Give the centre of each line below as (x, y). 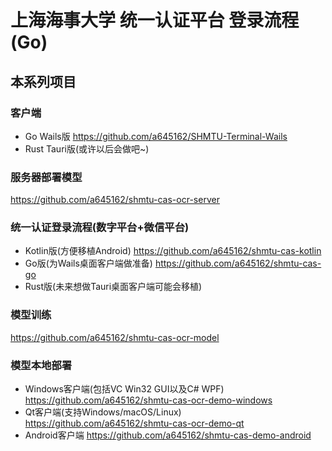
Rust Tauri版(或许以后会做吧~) (87, 148)
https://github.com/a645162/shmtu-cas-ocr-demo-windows (148, 400)
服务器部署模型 (46, 177)
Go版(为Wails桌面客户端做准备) (88, 263)
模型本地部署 (41, 365)
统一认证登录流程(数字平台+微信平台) (100, 228)
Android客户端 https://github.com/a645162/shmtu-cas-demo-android (168, 435)
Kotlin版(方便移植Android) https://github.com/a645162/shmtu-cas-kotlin (173, 251)
